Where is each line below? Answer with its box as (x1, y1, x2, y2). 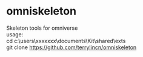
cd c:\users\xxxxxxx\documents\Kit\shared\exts (6, 37, 126, 44)
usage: (6, 30, 24, 38)
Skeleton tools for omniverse (6, 24, 78, 32)
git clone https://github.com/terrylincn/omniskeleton (6, 44, 137, 51)
